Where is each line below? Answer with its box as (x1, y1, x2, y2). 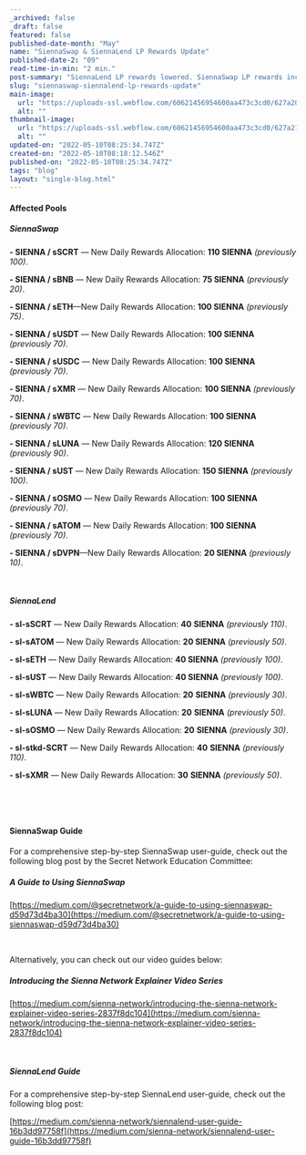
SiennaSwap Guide (9, 826, 84, 837)
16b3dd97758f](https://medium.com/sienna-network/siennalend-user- (9, 1125, 275, 1136)
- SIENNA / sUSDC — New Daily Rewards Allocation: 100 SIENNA (9, 356, 256, 366)
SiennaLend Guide (9, 1066, 81, 1077)
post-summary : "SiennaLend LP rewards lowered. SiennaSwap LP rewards (9, 73, 283, 82)
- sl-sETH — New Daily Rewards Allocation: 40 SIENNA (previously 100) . (9, 654, 284, 665)
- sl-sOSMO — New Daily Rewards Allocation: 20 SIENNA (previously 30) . (9, 724, 289, 735)
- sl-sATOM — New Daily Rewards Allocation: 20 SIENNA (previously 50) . (9, 635, 287, 647)
